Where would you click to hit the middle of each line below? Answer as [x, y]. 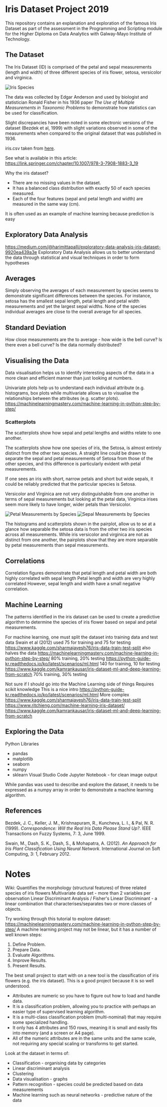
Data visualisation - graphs [40, 1079]
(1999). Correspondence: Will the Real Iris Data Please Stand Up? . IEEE [78, 828]
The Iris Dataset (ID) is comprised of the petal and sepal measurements [79, 67]
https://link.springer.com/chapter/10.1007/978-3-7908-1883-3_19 [72, 163]
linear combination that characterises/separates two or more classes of [79, 904]
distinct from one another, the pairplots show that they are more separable [82, 540]
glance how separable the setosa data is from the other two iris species [79, 529]
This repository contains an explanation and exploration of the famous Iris [81, 23]
